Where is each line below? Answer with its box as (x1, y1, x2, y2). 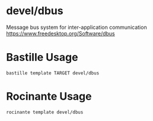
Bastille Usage (6, 51, 78, 64)
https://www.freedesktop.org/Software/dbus (6, 30, 115, 37)
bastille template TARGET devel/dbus (6, 70, 100, 76)
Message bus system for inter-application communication (6, 24, 147, 31)
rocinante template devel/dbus (6, 109, 84, 115)
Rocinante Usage (6, 90, 92, 103)
